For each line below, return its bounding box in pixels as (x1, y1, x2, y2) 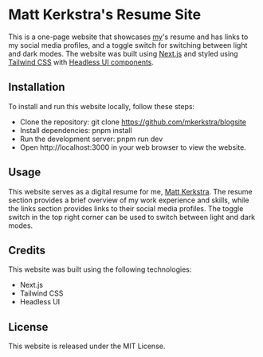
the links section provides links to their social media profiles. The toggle (8, 203, 244, 213)
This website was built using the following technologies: (8, 265, 192, 274)
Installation (8, 80, 65, 94)
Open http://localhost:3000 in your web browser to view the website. (19, 142, 247, 152)
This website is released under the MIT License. (8, 341, 166, 351)
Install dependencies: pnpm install (19, 125, 133, 135)
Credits (8, 243, 46, 257)
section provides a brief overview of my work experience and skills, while (8, 195, 249, 205)
